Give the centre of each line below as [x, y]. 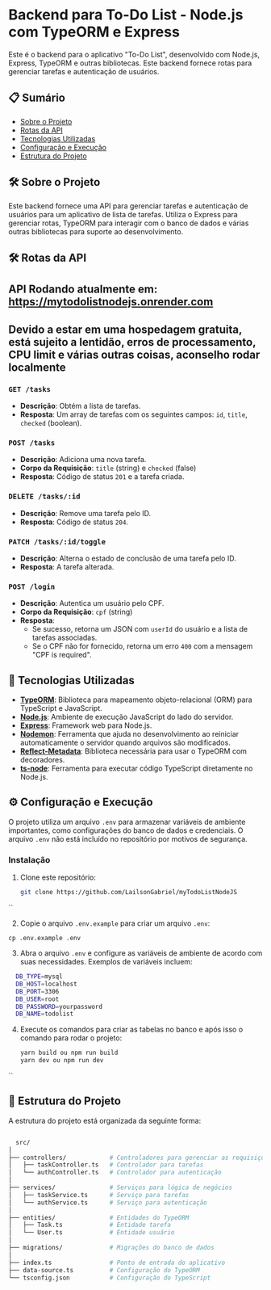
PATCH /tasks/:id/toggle [57, 542]
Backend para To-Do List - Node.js [126, 15]
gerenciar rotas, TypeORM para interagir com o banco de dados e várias [129, 223]
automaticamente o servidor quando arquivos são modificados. [125, 743]
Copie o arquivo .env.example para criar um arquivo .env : [115, 923]
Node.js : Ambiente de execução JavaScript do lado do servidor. [127, 717]
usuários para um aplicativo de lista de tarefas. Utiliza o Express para [123, 214]
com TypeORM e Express [94, 32]
